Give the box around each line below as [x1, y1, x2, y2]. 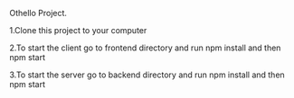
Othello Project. [9, 8, 68, 18]
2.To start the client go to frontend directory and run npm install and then [9, 42, 281, 53]
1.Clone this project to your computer [9, 25, 147, 35]
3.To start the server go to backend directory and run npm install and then [9, 69, 285, 80]
